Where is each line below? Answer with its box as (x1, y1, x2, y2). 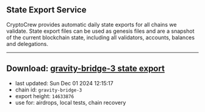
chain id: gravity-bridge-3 (15, 86, 82, 93)
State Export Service (6, 5, 87, 15)
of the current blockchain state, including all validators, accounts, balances (6, 33, 195, 41)
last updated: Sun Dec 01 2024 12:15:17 (15, 79, 114, 87)
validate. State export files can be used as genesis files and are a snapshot (6, 27, 195, 35)
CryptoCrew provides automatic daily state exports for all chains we (6, 21, 177, 28)
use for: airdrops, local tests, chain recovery (15, 99, 126, 106)
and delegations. (6, 40, 49, 47)
